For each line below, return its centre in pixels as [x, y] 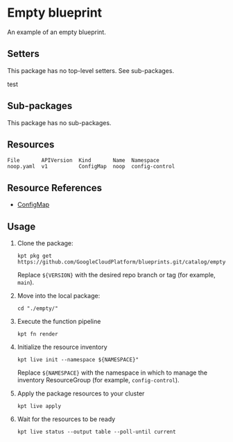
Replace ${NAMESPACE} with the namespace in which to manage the [112, 373]
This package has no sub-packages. [59, 122]
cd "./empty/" [37, 309]
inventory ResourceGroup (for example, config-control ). [98, 380]
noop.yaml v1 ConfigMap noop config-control [91, 167]
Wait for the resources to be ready [66, 419]
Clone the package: [45, 243]
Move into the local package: [59, 296]
